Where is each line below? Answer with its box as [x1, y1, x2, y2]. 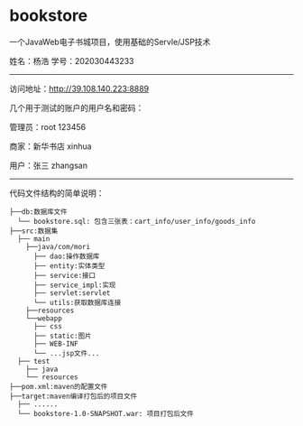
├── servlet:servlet [32, 288, 111, 298]
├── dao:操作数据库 [32, 252, 100, 261]
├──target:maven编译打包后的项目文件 [9, 392, 138, 401]
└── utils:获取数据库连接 [32, 298, 122, 307]
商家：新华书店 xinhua [9, 141, 92, 152]
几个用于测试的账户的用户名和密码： [9, 102, 144, 113]
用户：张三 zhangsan [9, 160, 88, 171]
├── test [17, 357, 50, 366]
